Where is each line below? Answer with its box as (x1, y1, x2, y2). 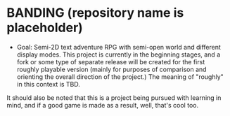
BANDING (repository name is (6, 5, 184, 21)
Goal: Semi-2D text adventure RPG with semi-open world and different (16, 43, 221, 51)
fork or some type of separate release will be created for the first (16, 57, 205, 66)
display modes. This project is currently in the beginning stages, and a (16, 50, 221, 59)
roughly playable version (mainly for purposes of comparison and (16, 65, 207, 73)
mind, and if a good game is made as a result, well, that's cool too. (6, 101, 198, 109)
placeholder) (6, 20, 84, 36)
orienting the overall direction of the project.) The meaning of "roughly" (16, 72, 224, 81)
